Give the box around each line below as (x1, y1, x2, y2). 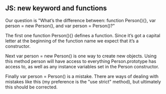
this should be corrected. (5, 84, 58, 90)
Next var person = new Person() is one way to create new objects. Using (5, 53, 157, 59)
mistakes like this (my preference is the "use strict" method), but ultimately (5, 78, 161, 84)
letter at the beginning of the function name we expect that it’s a (5, 38, 139, 44)
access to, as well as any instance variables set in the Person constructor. (5, 63, 159, 69)
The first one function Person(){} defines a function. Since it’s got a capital (5, 32, 160, 38)
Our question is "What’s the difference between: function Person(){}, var (5, 17, 156, 23)
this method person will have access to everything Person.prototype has (5, 58, 156, 64)
